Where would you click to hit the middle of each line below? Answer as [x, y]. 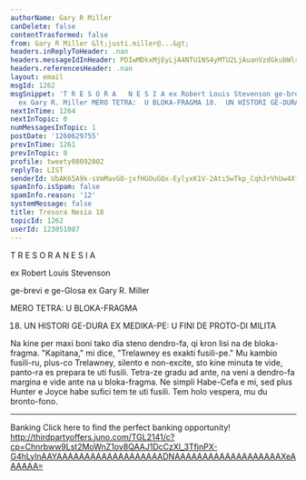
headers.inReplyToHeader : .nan [69, 52]
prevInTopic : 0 [39, 153]
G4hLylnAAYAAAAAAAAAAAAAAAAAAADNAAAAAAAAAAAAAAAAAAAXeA [153, 456]
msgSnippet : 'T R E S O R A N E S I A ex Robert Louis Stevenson [141, 94]
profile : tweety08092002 [57, 161]
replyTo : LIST [37, 170]
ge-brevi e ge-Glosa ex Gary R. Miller [80, 290]
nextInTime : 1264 [43, 111]
